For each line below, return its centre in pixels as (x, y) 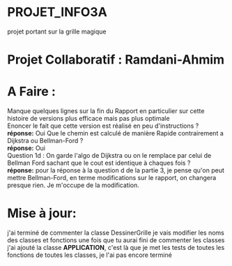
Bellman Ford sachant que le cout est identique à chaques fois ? (99, 163)
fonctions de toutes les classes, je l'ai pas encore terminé (90, 255)
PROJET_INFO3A (57, 12)
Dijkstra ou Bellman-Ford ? (45, 141)
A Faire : (31, 92)
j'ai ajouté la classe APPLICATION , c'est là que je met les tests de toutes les (116, 247)
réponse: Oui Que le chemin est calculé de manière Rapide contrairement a (116, 133)
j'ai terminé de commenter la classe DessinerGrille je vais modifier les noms (116, 232)
